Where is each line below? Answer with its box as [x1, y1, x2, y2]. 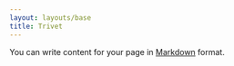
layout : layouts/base [9, 13, 92, 23]
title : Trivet [9, 22, 64, 31]
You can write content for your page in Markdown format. [9, 46, 225, 57]
